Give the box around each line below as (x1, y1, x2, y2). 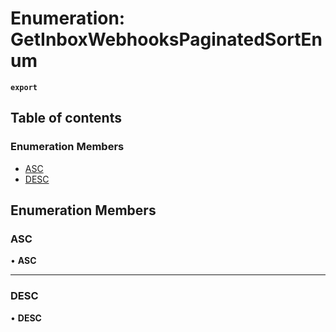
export (10, 82, 38, 92)
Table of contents (10, 110, 122, 127)
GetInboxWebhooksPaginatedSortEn (10, 28, 323, 51)
